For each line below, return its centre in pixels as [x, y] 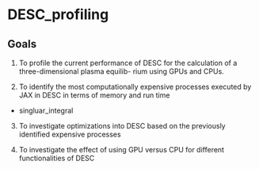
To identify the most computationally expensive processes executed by [135, 86]
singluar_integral [46, 110]
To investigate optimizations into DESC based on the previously [122, 126]
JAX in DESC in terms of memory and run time [94, 95]
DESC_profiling [58, 15]
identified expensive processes [70, 134]
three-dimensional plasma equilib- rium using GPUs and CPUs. [122, 71]
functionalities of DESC [57, 158]
